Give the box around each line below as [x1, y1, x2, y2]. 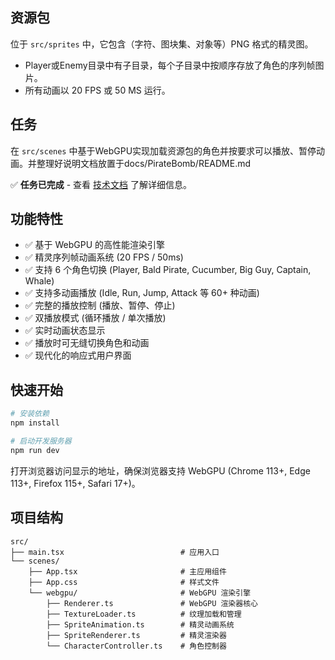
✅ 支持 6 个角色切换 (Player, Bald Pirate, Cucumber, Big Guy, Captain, [24, 264, 312, 276]
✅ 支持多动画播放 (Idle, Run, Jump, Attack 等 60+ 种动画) [24, 287, 260, 299]
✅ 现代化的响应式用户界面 [24, 349, 132, 362]
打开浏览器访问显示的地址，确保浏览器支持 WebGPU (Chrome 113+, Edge [10, 464, 311, 477]
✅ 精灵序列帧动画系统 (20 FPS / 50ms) [24, 251, 184, 263]
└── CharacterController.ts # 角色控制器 [46, 641, 227, 651]
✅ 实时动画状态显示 [24, 324, 106, 337]
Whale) [24, 275, 55, 287]
